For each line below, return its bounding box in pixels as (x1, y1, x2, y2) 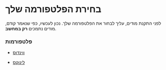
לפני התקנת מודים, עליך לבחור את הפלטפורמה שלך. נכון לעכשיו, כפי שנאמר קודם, (5, 20, 161, 26)
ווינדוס (12, 49, 25, 56)
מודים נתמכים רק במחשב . (5, 25, 57, 31)
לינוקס (12, 59, 25, 65)
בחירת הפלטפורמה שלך (5, 4, 102, 15)
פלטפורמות (5, 38, 32, 45)
